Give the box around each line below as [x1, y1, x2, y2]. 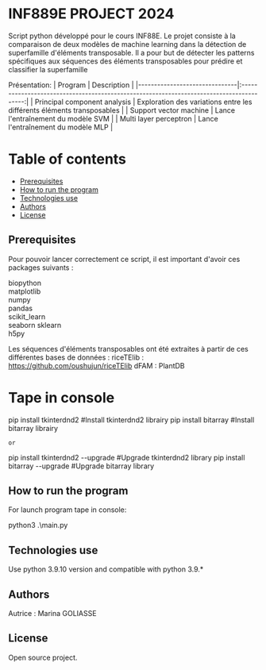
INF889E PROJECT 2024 [8, 5, 175, 23]
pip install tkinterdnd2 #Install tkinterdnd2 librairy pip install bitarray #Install [8, 414, 255, 425]
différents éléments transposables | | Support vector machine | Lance [8, 105, 236, 115]
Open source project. [8, 653, 78, 662]
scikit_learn [8, 311, 46, 322]
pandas [8, 303, 33, 313]
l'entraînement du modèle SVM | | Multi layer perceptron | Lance [8, 114, 218, 123]
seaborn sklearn [8, 320, 62, 329]
